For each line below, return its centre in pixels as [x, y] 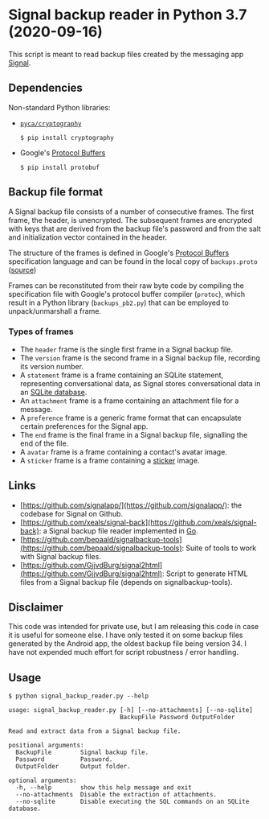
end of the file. [44, 443]
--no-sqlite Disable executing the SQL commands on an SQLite [132, 802]
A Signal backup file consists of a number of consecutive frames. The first [131, 212]
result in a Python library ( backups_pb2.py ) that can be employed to [118, 302]
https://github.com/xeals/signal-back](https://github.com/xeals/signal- [140, 522]
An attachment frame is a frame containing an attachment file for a [129, 401]
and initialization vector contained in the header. [88, 237]
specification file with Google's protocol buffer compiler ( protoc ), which [127, 294]
